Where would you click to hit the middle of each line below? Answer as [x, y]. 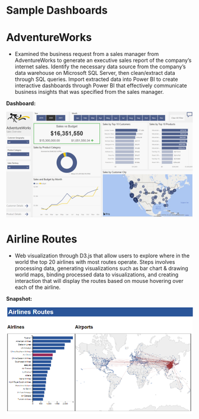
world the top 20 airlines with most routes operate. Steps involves [95, 262]
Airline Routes [42, 239]
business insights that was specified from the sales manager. [89, 92]
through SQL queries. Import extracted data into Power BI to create [96, 79]
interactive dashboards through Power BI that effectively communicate [101, 86]
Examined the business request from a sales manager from [87, 54]
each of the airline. [38, 287]
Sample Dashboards [57, 10]
